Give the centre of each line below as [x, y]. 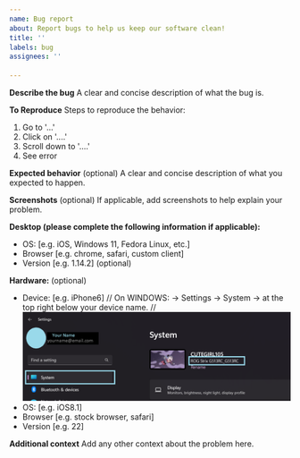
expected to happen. [47, 182]
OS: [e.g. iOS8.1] [52, 407]
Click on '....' [45, 137]
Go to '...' [38, 127]
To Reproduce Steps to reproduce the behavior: [97, 110]
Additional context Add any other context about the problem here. [132, 444]
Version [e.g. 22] [53, 426]
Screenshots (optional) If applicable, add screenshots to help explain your [146, 200]
